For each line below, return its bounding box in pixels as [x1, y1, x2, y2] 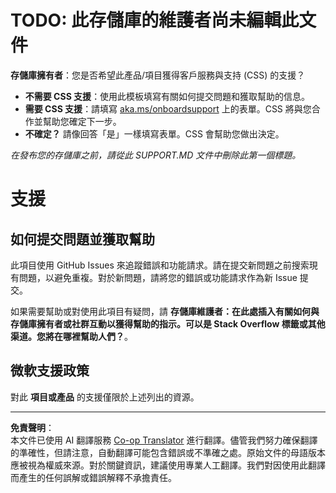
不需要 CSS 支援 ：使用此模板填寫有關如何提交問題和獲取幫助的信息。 [24, 90, 311, 102]
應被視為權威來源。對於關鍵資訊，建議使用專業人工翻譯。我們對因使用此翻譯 [10, 459, 326, 471]
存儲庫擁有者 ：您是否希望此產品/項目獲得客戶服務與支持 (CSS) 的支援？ [10, 69, 306, 81]
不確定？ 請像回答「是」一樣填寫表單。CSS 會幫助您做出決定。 [24, 127, 285, 140]
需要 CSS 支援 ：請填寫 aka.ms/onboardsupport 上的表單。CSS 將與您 [24, 102, 312, 115]
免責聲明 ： [10, 421, 55, 433]
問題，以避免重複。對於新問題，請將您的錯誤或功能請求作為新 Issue [18, 271, 298, 283]
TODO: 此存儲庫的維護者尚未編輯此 [10, 9, 300, 32]
